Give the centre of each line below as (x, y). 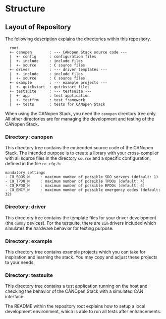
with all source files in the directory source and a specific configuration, (78, 158)
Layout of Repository (38, 27)
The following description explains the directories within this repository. (78, 39)
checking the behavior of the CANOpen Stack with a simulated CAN (74, 291)
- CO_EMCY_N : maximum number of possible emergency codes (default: (83, 190)
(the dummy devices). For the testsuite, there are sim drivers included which (81, 223)
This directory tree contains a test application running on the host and (76, 286)
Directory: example (29, 241)
